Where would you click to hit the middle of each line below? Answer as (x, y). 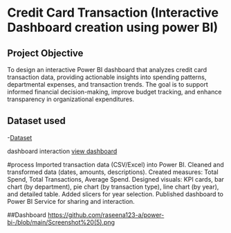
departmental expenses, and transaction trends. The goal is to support (108, 84)
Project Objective (45, 53)
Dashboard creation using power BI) (113, 27)
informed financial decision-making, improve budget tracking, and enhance (114, 92)
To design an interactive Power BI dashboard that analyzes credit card (107, 70)
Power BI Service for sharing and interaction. (71, 201)
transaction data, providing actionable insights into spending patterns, (107, 77)
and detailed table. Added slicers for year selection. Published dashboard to (115, 194)
